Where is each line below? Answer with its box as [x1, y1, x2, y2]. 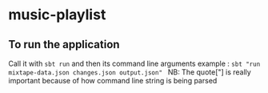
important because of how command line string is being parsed [8, 76, 218, 85]
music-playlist [8, 6, 106, 24]
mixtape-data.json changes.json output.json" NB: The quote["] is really [8, 67, 252, 77]
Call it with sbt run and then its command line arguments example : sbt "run [8, 59, 261, 68]
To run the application [8, 38, 120, 51]
